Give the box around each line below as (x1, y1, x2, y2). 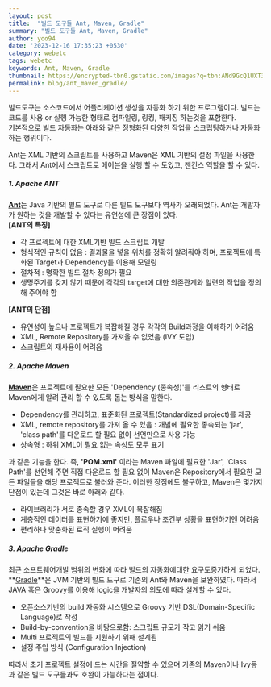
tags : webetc (8, 57, 52, 65)
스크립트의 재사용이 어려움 (19, 342, 103, 352)
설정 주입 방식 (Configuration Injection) (19, 643, 147, 652)
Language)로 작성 (19, 612, 78, 622)
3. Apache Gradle (8, 543, 69, 553)
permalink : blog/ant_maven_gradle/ (8, 79, 128, 87)
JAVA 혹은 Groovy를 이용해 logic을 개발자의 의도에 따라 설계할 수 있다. (8, 585, 231, 595)
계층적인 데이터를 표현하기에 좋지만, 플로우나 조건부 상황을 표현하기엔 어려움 (19, 514, 260, 524)
